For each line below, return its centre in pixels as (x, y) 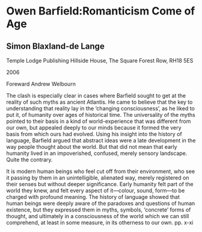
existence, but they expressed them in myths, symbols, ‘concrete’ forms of (99, 210)
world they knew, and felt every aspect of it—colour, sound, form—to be (96, 190)
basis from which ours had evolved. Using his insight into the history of (94, 134)
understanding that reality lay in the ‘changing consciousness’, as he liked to (101, 108)
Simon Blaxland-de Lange (56, 46)
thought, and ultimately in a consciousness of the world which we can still (98, 216)
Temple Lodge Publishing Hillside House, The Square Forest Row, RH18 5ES (100, 61)
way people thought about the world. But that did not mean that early (92, 147)
